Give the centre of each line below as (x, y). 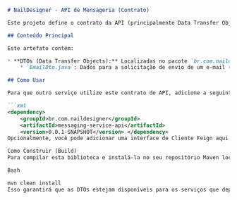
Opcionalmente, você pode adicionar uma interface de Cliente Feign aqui (118, 138)
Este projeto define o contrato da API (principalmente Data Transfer (113, 23)
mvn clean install (34, 183)
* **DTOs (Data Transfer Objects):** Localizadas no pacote (98, 61)
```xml (17, 106)
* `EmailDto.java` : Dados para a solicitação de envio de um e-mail (123, 68)
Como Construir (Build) (42, 151)
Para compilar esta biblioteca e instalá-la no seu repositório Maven (113, 158)
